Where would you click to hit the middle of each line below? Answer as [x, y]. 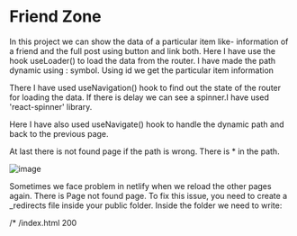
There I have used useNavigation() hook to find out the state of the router [145, 87]
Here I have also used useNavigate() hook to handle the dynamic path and [147, 124]
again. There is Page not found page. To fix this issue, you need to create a [148, 195]
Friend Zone [55, 17]
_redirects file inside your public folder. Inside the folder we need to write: [146, 205]
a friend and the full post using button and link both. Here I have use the [143, 50]
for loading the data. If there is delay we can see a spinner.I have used [139, 97]
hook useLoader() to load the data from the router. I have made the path [143, 60]
